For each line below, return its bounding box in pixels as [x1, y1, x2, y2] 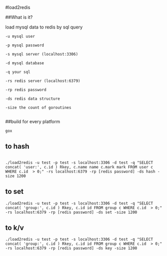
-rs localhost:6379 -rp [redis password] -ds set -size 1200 [5, 210, 138, 215]
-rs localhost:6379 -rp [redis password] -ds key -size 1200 [5, 246, 138, 251]
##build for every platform [5, 119, 60, 124]
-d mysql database [5, 61, 44, 66]
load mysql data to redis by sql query [5, 24, 83, 30]
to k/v [5, 223, 24, 232]
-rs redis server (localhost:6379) [5, 78, 81, 83]
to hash [5, 142, 29, 151]
